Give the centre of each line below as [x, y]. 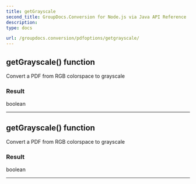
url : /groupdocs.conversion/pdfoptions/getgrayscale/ [73, 39]
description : [22, 22]
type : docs [19, 28]
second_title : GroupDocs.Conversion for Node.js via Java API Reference [96, 17]
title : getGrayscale [31, 11]
